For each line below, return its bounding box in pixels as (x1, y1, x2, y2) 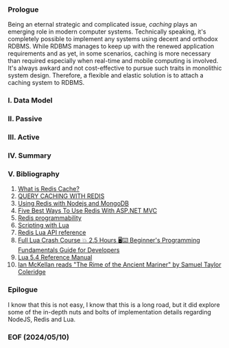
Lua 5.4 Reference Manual (17, 253, 93, 262)
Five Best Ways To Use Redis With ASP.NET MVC (17, 207, 157, 215)
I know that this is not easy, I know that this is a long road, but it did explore (8, 300, 220, 309)
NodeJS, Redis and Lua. (8, 315, 76, 323)
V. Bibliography (8, 169, 60, 179)
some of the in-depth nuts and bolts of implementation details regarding (8, 308, 212, 316)
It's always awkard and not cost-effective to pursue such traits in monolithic (8, 64, 222, 73)
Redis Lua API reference (17, 228, 86, 237)
